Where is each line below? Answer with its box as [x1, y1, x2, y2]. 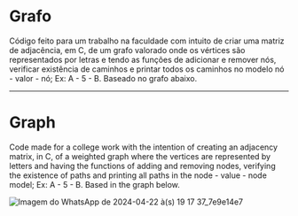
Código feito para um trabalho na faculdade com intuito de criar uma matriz [9, 35, 286, 46]
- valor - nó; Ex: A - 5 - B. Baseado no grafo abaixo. [9, 73, 198, 83]
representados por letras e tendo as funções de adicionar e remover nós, [9, 54, 277, 65]
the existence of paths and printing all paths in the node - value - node [9, 170, 268, 181]
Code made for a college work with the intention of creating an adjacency [9, 142, 278, 152]
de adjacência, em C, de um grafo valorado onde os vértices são [9, 44, 246, 55]
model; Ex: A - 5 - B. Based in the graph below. [9, 179, 180, 189]
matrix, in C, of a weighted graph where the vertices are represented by [9, 150, 271, 161]
